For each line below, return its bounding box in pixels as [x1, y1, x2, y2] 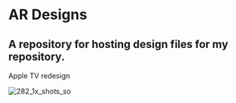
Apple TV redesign [8, 71, 71, 81]
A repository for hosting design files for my [8, 38, 229, 51]
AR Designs [8, 6, 87, 24]
